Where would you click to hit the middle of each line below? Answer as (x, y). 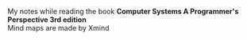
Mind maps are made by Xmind (58, 28)
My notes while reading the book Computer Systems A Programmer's (123, 11)
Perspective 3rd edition (47, 20)
